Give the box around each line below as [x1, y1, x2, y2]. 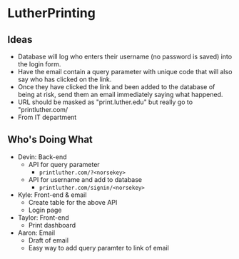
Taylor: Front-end [17, 213, 69, 222]
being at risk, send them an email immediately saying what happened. [17, 91, 223, 98]
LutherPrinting [7, 5, 96, 21]
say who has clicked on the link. [17, 75, 112, 83]
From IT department [17, 113, 77, 121]
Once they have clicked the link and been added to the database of [17, 83, 215, 91]
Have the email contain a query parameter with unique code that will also [17, 68, 233, 76]
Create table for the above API [28, 198, 118, 206]
